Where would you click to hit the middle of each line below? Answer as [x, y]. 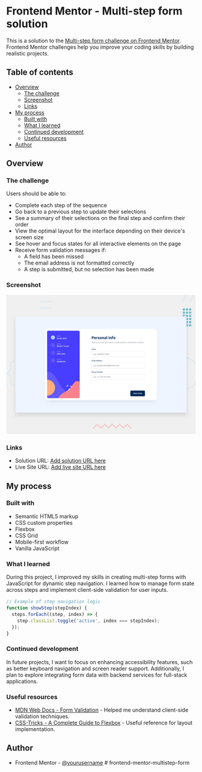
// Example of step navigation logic [54, 602]
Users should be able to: [37, 193]
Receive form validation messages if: [61, 250]
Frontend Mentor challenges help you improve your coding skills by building [100, 47]
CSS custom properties [44, 523]
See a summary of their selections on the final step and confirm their [100, 218]
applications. [22, 681]
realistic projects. [28, 53]
